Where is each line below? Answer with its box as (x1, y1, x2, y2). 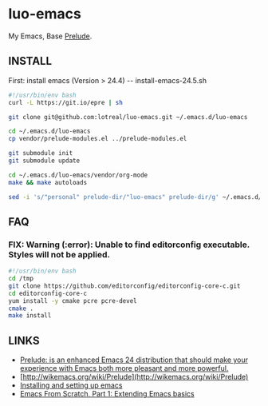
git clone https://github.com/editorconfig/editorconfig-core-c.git (8, 281, 241, 290)
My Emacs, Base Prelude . (8, 31, 93, 41)
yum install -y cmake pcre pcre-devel (8, 297, 137, 304)
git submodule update (8, 157, 81, 165)
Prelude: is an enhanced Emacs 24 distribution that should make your (19, 355, 249, 364)
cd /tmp (8, 275, 34, 283)
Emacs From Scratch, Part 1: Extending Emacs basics (19, 389, 195, 399)
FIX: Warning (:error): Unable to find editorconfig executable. (8, 239, 250, 250)
